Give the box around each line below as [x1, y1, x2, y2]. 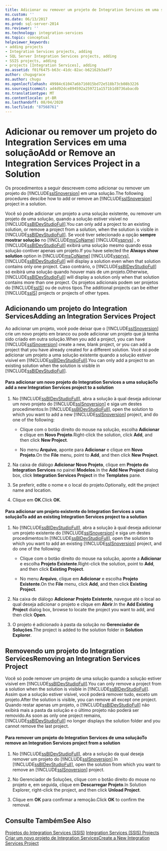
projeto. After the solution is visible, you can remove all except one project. [5, 696, 158, 702]
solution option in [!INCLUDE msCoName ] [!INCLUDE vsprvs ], [5, 253, 130, 259]
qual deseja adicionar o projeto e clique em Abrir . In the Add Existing [12, 601, 154, 607]
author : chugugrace [5, 72, 46, 77]
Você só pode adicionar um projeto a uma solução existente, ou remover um [5, 210, 162, 216]
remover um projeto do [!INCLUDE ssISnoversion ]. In [12, 756, 118, 762]
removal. [12, 802, 31, 808]
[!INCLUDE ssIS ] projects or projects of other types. [5, 290, 110, 296]
